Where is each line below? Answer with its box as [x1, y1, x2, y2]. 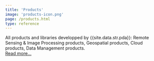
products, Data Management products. [5, 45, 85, 51]
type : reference [5, 21, 39, 26]
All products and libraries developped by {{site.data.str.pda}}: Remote [5, 35, 149, 41]
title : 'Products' [5, 7, 44, 12]
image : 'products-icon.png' [5, 12, 64, 17]
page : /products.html [5, 16, 51, 21]
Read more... [5, 51, 32, 57]
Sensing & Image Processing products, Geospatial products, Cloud [5, 40, 143, 46]
